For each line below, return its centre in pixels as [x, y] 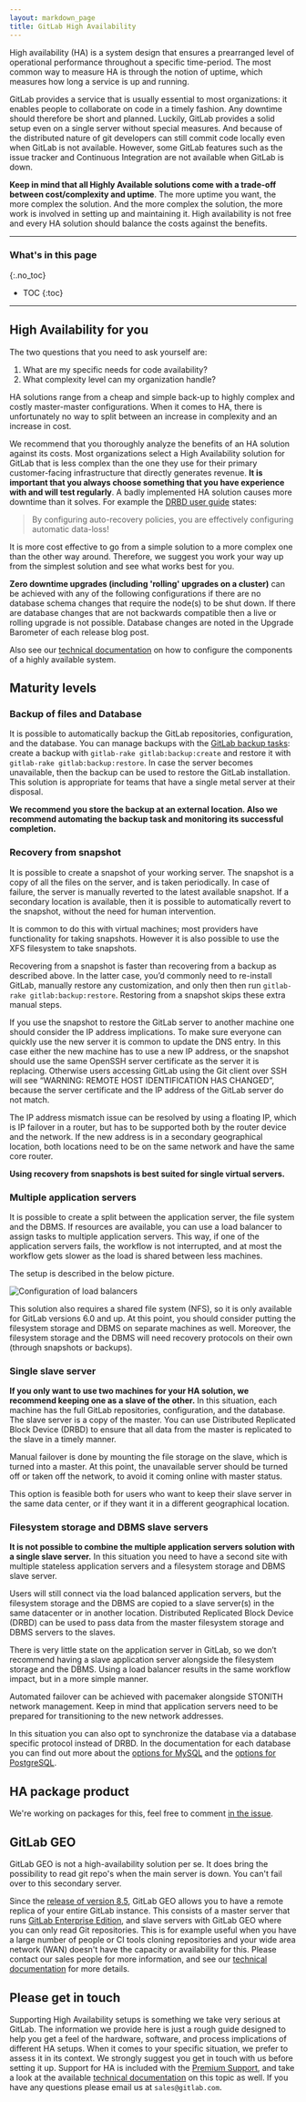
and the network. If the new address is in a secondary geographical [136, 1136]
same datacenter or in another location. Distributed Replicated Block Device [152, 1613]
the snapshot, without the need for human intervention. [113, 911]
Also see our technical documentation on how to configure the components [151, 650]
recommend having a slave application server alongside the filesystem [142, 1660]
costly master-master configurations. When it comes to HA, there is [136, 406]
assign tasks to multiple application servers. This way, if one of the [134, 1236]
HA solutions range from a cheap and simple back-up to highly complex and [152, 396]
